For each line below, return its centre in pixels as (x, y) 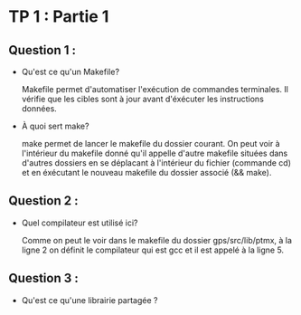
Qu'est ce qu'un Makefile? (70, 72)
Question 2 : (43, 201)
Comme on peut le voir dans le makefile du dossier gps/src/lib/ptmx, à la (157, 240)
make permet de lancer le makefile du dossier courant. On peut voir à (151, 143)
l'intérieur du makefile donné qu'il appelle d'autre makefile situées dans (155, 153)
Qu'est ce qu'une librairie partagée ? (89, 300)
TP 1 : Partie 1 (59, 17)
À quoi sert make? (55, 126)
